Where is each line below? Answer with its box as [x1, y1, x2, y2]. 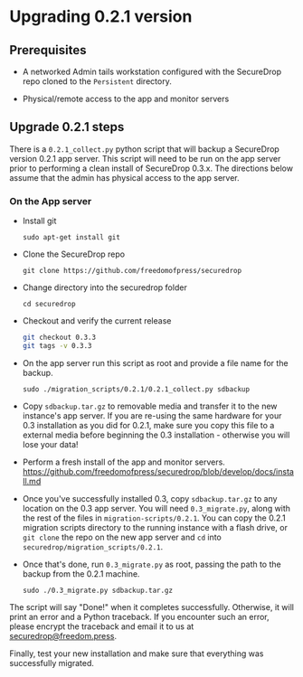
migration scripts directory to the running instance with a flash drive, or [22, 522, 288, 532]
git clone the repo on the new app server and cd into [22, 531, 222, 542]
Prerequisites [9, 42, 87, 58]
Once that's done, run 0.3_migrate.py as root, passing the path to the [22, 559, 282, 569]
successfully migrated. [9, 657, 95, 668]
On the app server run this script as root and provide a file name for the [22, 357, 289, 368]
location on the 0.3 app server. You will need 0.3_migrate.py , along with [22, 503, 291, 513]
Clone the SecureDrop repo [22, 249, 125, 259]
